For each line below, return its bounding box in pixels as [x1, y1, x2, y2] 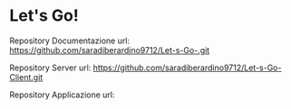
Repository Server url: [9, 62, 92, 73]
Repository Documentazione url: [9, 35, 130, 46]
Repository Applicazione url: [9, 89, 115, 100]
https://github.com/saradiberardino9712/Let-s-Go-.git [9, 44, 210, 55]
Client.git [9, 71, 44, 82]
